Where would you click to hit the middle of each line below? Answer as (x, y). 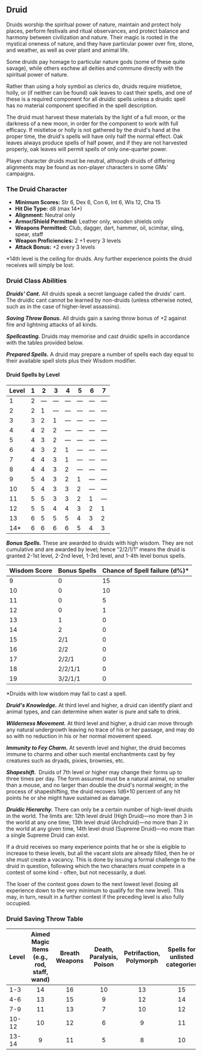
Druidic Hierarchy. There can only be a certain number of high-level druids (99, 809)
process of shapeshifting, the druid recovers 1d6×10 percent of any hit (93, 791)
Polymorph (142, 960)
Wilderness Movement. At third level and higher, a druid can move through (99, 723)
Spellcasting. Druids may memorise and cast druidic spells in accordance (98, 336)
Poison (104, 964)
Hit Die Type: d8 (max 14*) (48, 209)
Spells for (182, 949)
